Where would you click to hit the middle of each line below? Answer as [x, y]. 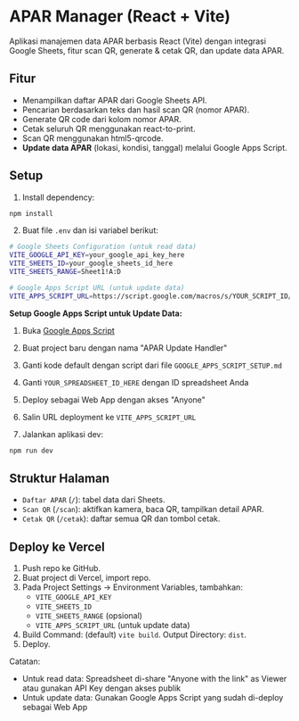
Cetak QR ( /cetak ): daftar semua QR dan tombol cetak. [121, 518]
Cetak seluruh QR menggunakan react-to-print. [109, 128]
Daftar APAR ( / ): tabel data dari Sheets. [93, 500]
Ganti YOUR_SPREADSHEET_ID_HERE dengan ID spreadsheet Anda [135, 382]
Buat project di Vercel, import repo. [86, 578]
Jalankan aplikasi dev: [63, 434]
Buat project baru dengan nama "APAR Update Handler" [125, 348]
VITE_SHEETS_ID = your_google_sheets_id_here [91, 264]
